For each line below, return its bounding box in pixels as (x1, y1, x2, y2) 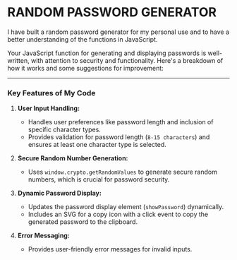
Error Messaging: (17, 231, 71, 240)
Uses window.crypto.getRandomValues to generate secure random (28, 167, 217, 177)
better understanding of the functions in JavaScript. (7, 35, 158, 43)
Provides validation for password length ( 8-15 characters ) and (28, 133, 210, 141)
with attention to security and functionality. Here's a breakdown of (30, 56, 224, 64)
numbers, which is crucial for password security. (28, 175, 170, 184)
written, (7, 56, 30, 64)
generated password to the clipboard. (28, 218, 138, 226)
